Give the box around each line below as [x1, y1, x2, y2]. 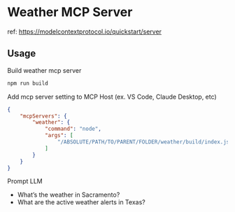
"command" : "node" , [44, 125, 101, 133]
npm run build [7, 80, 49, 87]
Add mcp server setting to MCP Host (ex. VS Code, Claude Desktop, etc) [7, 92, 217, 101]
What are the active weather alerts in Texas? [17, 198, 145, 206]
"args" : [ [44, 132, 73, 139]
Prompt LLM [7, 177, 43, 185]
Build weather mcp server [7, 66, 82, 74]
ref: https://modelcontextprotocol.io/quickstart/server [7, 27, 162, 36]
